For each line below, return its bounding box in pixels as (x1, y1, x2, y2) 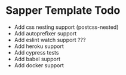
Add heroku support (14, 43, 64, 50)
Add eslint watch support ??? (14, 36, 86, 43)
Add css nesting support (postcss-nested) (14, 23, 119, 31)
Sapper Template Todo (5, 4, 121, 17)
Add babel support (14, 55, 61, 62)
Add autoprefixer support (14, 29, 77, 37)
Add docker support (14, 61, 64, 69)
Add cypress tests (14, 49, 59, 56)
